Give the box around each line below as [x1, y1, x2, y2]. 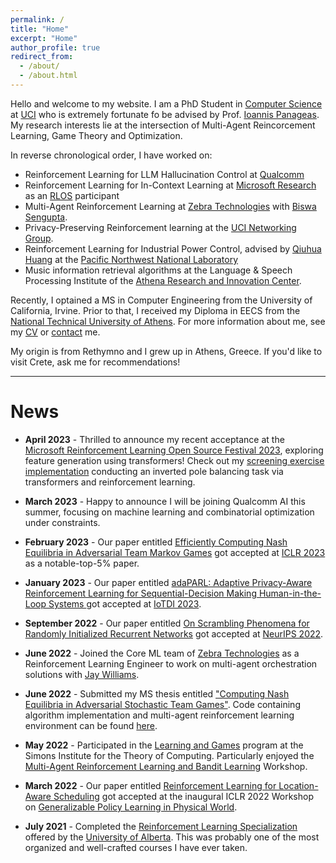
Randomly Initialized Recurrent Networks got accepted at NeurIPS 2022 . [24, 627, 324, 640]
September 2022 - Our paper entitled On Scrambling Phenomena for [24, 617, 310, 629]
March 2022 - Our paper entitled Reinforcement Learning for [24, 779, 277, 791]
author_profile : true [10, 42, 101, 53]
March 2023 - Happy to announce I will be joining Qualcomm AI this [24, 495, 306, 507]
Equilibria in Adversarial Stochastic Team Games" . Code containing [24, 698, 301, 710]
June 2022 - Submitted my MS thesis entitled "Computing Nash [24, 687, 290, 700]
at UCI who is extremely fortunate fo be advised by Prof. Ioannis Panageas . [10, 108, 320, 120]
